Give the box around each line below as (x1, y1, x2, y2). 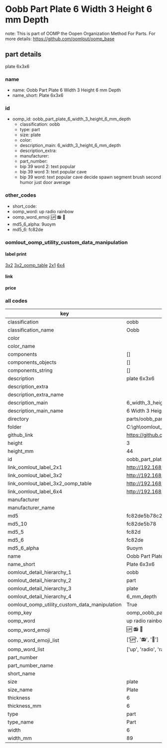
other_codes (5, 192, 36, 199)
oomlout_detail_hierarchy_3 (7, 585, 72, 592)
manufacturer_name (7, 504, 55, 511)
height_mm (7, 448, 34, 455)
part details (5, 50, 42, 59)
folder (7, 423, 22, 430)
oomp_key (7, 609, 32, 616)
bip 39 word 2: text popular (19, 164, 76, 169)
